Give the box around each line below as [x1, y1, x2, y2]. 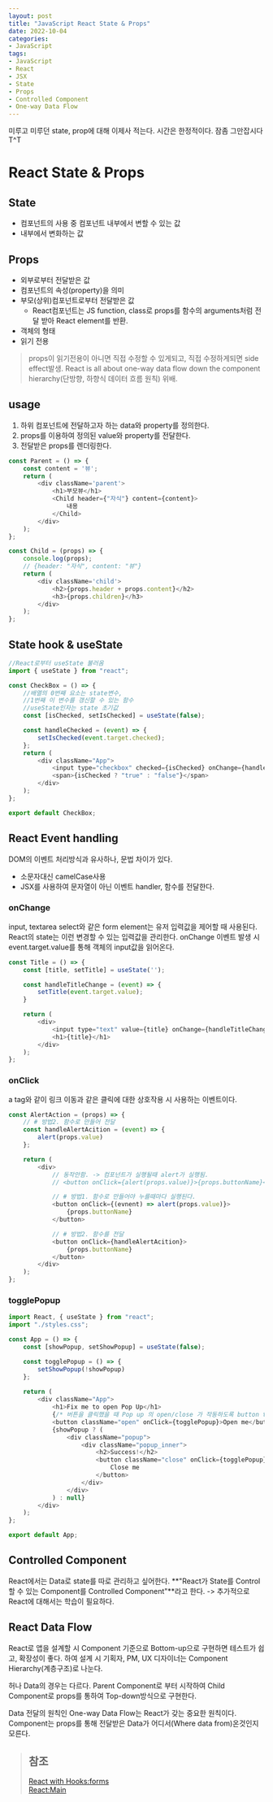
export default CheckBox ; [8, 809, 96, 817]
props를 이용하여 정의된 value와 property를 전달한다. [19, 430, 191, 440]
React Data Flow [8, 1621, 93, 1635]
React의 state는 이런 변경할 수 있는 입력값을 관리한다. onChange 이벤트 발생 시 [8, 931, 260, 941]
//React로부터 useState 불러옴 [8, 659, 104, 667]
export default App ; [8, 1531, 79, 1539]
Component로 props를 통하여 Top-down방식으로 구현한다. [8, 1691, 197, 1700]
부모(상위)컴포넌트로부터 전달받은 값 [19, 295, 135, 305]
